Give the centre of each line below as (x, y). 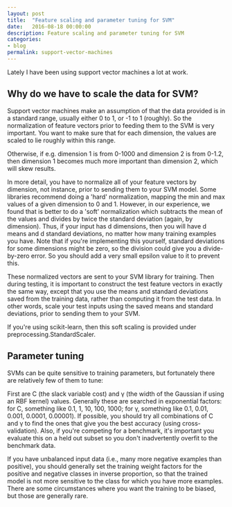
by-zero (18, 256)
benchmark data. (32, 445)
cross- (191, 423)
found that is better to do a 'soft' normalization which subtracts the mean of (115, 211)
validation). (23, 431)
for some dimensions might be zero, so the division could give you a (105, 248)
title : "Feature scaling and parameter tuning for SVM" (91, 20)
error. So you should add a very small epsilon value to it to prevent (125, 256)
